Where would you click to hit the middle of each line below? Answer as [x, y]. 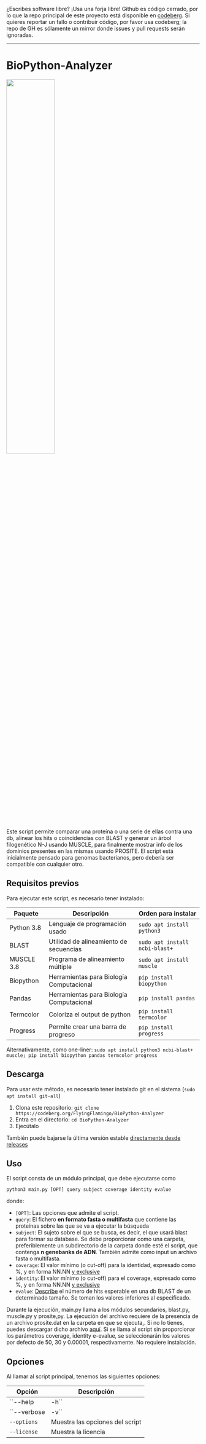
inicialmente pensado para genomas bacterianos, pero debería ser [90, 857]
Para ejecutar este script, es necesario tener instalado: [75, 898]
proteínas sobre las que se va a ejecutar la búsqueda [82, 1226]
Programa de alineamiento [86, 959]
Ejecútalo [27, 1126]
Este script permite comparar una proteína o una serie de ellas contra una [99, 831]
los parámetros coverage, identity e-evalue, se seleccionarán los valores [98, 1336]
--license [24, 1432]
